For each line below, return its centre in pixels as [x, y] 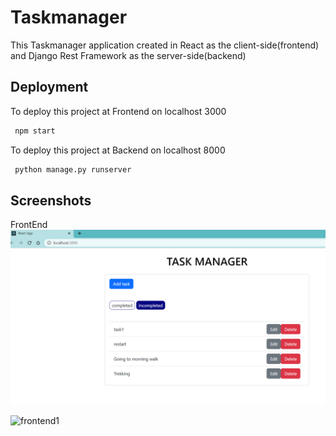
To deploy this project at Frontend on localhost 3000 [118, 111]
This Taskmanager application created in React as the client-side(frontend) [165, 45]
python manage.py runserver [73, 169]
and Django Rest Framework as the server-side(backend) [128, 55]
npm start [35, 131]
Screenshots [51, 200]
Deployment [49, 87]
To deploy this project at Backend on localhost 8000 [118, 150]
